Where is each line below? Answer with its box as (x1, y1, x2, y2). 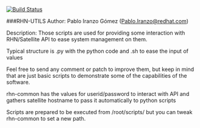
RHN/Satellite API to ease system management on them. (6, 36, 148, 42)
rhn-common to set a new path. (6, 115, 86, 122)
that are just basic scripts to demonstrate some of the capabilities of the (6, 72, 187, 79)
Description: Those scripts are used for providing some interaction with (6, 29, 185, 36)
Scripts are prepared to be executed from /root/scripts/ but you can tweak (6, 109, 193, 115)
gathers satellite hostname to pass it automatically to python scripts (6, 97, 176, 104)
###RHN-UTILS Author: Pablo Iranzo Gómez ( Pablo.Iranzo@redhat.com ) (6, 18, 189, 24)
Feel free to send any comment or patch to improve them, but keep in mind (6, 66, 195, 73)
